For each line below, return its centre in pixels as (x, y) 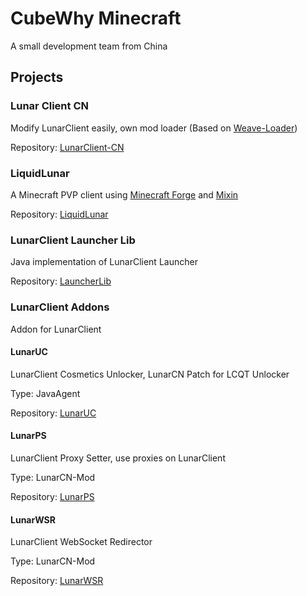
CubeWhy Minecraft (96, 18)
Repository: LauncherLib (61, 281)
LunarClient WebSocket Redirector (81, 542)
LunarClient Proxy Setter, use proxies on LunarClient (118, 458)
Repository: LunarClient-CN (67, 147)
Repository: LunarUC (53, 413)
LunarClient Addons (60, 307)
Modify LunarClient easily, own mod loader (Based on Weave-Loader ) (154, 128)
